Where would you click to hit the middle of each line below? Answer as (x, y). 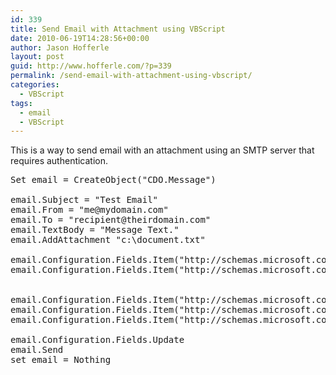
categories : (35, 85)
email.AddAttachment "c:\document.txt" (108, 240)
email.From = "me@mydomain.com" (89, 210)
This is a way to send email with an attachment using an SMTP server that (162, 150)
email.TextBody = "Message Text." (95, 230)
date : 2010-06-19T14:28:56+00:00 (80, 38)
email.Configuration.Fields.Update (97, 340)
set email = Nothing (61, 360)
